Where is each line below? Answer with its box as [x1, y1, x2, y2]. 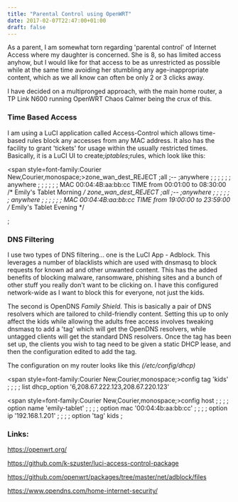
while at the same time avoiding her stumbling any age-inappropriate [7, 65, 209, 75]
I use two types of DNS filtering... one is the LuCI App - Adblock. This [7, 250, 211, 259]
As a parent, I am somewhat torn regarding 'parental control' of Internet [7, 43, 217, 52]
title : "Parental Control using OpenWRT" [7, 10, 132, 18]
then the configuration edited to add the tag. [7, 347, 137, 356]
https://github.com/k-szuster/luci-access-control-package [7, 459, 179, 468]
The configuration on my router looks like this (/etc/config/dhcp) [7, 361, 196, 370]
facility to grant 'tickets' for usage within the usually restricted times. [7, 144, 208, 152]
